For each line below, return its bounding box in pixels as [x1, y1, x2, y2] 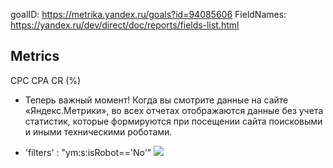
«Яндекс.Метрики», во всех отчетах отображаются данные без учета [24, 104, 324, 116]
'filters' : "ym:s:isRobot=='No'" [24, 146, 152, 158]
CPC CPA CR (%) [10, 74, 82, 86]
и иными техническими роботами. [24, 125, 173, 138]
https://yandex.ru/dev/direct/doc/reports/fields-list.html [10, 19, 240, 31]
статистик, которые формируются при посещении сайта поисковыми [24, 115, 323, 127]
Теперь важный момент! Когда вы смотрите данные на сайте [24, 94, 289, 106]
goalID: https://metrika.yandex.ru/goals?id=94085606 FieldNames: [10, 9, 287, 20]
